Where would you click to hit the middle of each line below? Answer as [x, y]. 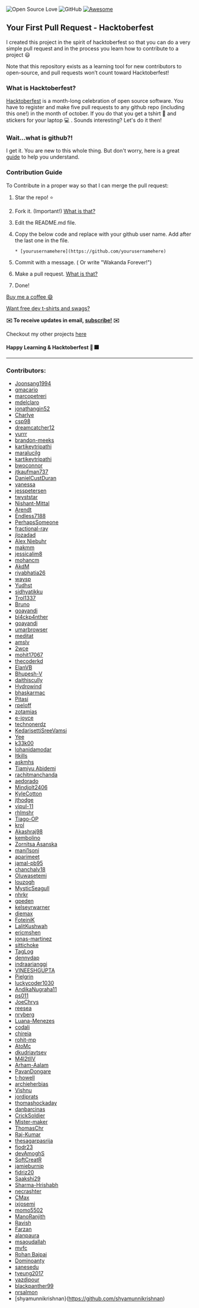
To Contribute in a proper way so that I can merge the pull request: [87, 185]
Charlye [24, 415]
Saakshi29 [28, 1179]
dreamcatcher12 [35, 428]
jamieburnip [29, 1166]
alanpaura [27, 1236]
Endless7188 [30, 516]
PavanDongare [33, 1072]
